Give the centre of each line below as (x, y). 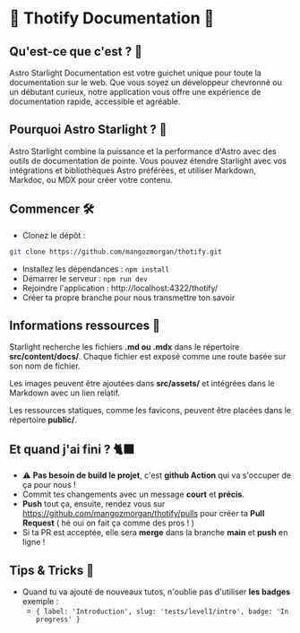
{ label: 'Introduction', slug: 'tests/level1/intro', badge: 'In (162, 611)
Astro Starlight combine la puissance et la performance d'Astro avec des (143, 151)
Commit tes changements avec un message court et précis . (133, 494)
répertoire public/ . (43, 420)
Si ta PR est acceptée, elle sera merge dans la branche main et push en (155, 533)
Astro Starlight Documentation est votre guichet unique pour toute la (135, 73)
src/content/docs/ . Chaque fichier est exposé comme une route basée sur (148, 357)
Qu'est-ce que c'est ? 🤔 (76, 52)
